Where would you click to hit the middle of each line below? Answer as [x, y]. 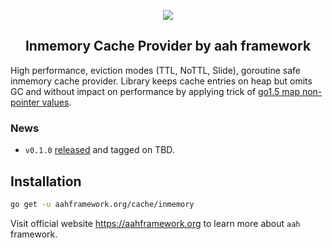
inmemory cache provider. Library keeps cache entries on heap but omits [161, 81]
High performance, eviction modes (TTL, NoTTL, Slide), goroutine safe [155, 70]
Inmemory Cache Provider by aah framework [168, 46]
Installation [46, 181]
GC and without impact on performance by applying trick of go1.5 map [155, 91]
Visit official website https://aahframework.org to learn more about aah [155, 223]
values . [56, 102]
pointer [25, 102]
